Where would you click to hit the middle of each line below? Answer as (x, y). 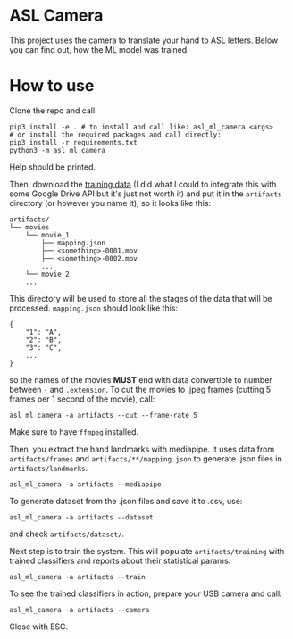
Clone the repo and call (52, 110)
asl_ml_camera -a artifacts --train (77, 577)
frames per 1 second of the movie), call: (82, 399)
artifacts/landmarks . (49, 468)
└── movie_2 (47, 274)
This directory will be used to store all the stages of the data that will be (141, 298)
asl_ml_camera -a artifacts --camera (80, 610)
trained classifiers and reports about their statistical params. (120, 560)
